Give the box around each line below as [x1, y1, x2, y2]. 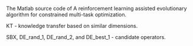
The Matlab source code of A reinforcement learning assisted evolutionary [6, 5, 187, 12]
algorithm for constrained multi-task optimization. [6, 11, 127, 18]
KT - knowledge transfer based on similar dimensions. [6, 23, 138, 29]
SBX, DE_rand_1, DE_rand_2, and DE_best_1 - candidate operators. [6, 34, 166, 40]
